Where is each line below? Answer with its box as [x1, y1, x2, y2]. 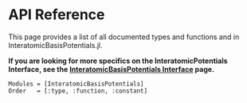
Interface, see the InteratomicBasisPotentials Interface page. [8, 64, 215, 73]
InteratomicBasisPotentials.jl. [8, 40, 104, 50]
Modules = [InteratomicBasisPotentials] [8, 80, 145, 88]
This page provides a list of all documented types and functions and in [8, 32, 240, 42]
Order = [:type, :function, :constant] [8, 86, 148, 95]
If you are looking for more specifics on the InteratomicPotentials [8, 56, 229, 65]
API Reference [8, 6, 105, 24]
